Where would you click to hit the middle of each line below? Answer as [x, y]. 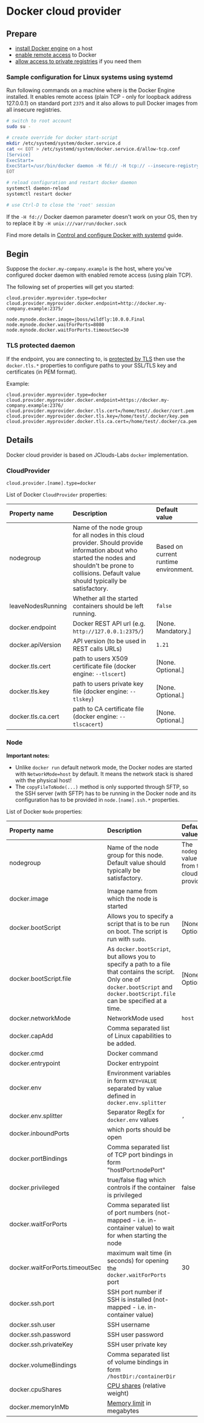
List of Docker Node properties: [45, 811]
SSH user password [135, 1335]
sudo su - [19, 127]
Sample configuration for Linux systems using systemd [90, 77]
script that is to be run [138, 924]
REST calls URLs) [97, 649]
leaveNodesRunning [38, 606]
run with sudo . [127, 939]
